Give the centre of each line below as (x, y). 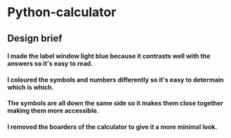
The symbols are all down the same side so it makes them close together (115, 103)
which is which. (31, 87)
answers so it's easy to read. (50, 63)
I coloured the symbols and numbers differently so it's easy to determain (115, 80)
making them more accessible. (53, 111)
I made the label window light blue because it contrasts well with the (109, 56)
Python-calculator (62, 12)
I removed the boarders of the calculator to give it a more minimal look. (112, 127)
